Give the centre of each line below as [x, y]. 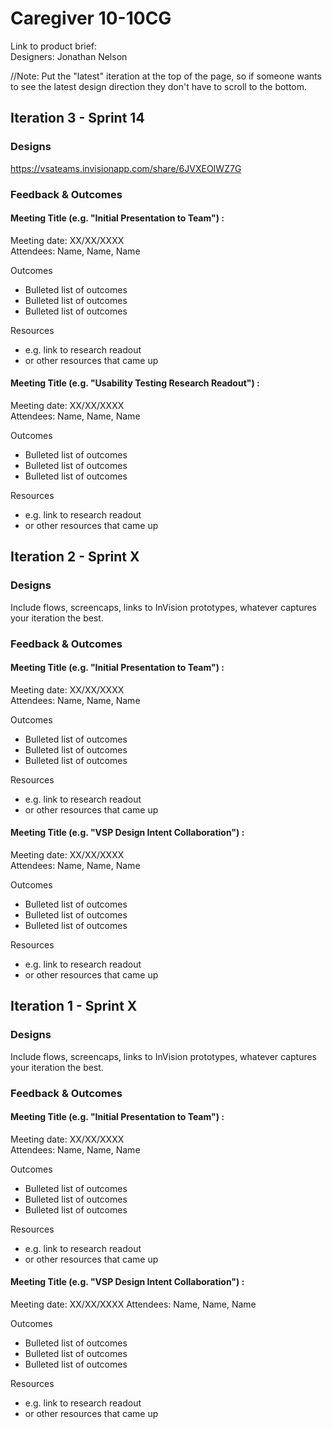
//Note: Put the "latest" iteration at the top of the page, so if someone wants [166, 76]
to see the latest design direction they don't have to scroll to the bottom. [159, 86]
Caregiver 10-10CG [91, 18]
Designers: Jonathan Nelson [69, 56]
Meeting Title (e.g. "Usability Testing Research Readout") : [135, 383]
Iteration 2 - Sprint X [75, 557]
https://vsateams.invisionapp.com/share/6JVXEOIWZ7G [126, 168]
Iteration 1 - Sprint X [74, 1006]
